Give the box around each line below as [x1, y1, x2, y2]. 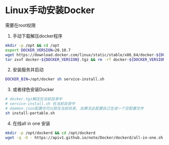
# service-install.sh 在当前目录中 [5, 101, 75, 106]
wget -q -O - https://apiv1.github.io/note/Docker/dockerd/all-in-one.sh [5, 135, 163, 140]
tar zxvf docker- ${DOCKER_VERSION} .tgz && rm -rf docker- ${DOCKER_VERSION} [5, 57, 167, 62]
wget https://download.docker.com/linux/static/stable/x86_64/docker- [5, 52, 156, 57]
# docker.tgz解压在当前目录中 [5, 97, 63, 102]
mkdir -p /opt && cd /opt [5, 43, 59, 48]
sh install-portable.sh [5, 110, 55, 116]
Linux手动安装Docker [5, 5, 95, 16]
